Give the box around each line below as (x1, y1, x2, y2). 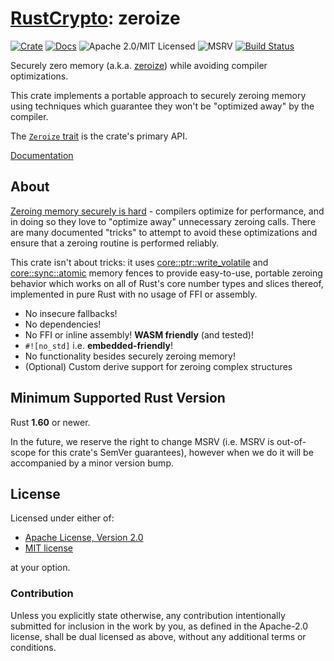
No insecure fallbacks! (24, 307, 118, 319)
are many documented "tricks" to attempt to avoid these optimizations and (10, 226, 318, 238)
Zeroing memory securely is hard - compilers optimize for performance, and (10, 205, 325, 217)
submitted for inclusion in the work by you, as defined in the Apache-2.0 (10, 620, 308, 632)
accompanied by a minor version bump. (10, 457, 174, 469)
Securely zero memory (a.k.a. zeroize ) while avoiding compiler (10, 59, 268, 71)
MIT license (24, 542, 73, 554)
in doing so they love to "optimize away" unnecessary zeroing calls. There (10, 215, 317, 227)
